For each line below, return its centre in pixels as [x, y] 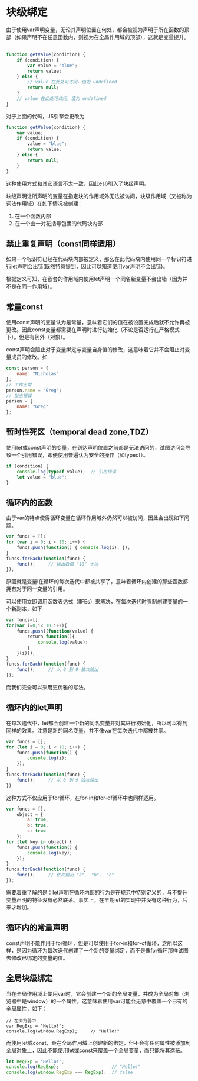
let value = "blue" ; [42, 477]
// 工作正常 [19, 385]
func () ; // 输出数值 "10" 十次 [58, 564]
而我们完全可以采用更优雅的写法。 [47, 687]
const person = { [27, 368]
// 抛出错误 [19, 396]
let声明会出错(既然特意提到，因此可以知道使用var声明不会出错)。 [90, 266]
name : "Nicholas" [38, 374]
